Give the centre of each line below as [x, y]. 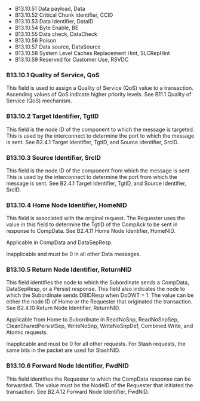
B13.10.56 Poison [36, 40]
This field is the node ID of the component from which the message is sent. [99, 171]
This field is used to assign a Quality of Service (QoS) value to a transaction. [100, 88]
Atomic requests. [27, 332]
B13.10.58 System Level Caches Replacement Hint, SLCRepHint [92, 53]
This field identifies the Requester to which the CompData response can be [99, 379]
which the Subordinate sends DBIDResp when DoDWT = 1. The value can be [100, 295]
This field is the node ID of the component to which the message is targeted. [100, 129]
